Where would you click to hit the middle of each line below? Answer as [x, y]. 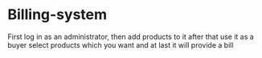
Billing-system [57, 15]
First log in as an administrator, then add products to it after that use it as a [131, 37]
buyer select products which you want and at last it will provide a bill [121, 44]
